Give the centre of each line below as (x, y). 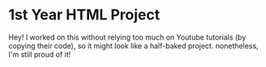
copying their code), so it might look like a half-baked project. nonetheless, (133, 45)
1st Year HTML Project (84, 15)
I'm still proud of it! (40, 54)
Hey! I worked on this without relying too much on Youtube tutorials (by (127, 37)
